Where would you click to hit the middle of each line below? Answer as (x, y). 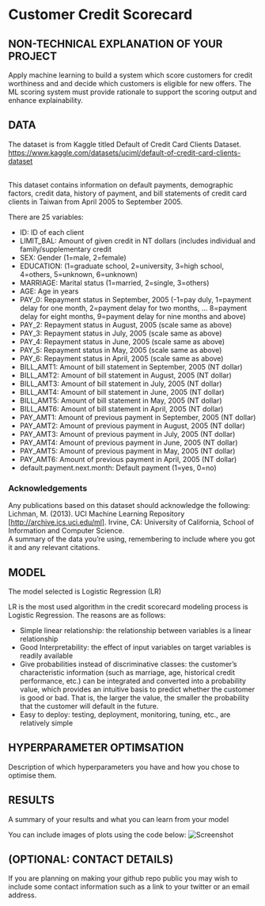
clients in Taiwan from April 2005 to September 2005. (96, 201)
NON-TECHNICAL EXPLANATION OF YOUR (115, 44)
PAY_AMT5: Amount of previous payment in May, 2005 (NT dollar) (127, 451)
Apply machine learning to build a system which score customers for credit (131, 75)
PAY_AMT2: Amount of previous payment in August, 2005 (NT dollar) (132, 426)
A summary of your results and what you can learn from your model (119, 819)
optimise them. (32, 775)
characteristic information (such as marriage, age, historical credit (127, 672)
